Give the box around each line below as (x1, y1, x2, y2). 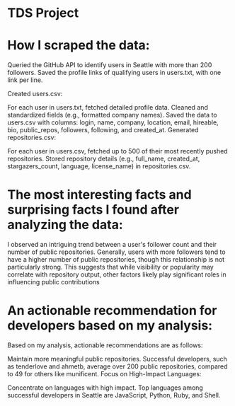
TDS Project (7, 5, 79, 21)
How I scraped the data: (7, 37, 150, 54)
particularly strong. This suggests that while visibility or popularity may (7, 263, 214, 272)
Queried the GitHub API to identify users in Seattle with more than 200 (7, 61, 212, 69)
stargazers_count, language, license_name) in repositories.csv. (7, 162, 191, 170)
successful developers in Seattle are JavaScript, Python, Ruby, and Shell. (7, 391, 221, 399)
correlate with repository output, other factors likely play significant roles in (7, 270, 227, 279)
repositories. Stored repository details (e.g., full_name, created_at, (7, 154, 200, 163)
